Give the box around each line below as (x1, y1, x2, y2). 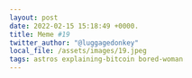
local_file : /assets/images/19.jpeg (9, 47, 147, 56)
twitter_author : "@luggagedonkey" (9, 38, 140, 48)
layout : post (9, 13, 59, 22)
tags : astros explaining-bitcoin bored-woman (9, 55, 183, 64)
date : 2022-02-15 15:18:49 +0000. (9, 22, 140, 30)
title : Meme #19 (9, 30, 70, 39)
